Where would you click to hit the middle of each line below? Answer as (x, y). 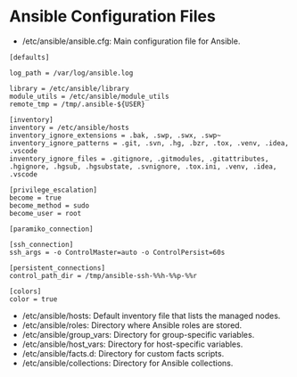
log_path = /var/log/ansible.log (71, 73)
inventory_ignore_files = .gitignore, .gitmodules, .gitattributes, (139, 159)
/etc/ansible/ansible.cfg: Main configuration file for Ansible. (131, 41)
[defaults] (29, 57)
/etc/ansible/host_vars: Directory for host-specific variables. (132, 344)
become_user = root (45, 213)
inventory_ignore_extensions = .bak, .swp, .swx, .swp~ (115, 135)
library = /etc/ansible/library (69, 88)
